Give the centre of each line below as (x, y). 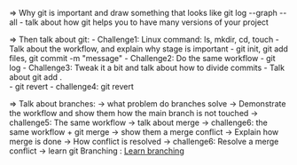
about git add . (36, 77)
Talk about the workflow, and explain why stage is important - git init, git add (148, 49)
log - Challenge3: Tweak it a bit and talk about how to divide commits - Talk (147, 67)
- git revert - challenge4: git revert (72, 86)
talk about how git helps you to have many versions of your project (147, 22)
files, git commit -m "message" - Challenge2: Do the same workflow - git (143, 58)
